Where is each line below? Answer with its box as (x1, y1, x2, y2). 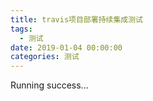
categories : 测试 (10, 52, 80, 62)
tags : (10, 24, 33, 34)
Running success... (10, 79, 89, 91)
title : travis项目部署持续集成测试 (10, 14, 143, 25)
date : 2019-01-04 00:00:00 (10, 42, 123, 53)
